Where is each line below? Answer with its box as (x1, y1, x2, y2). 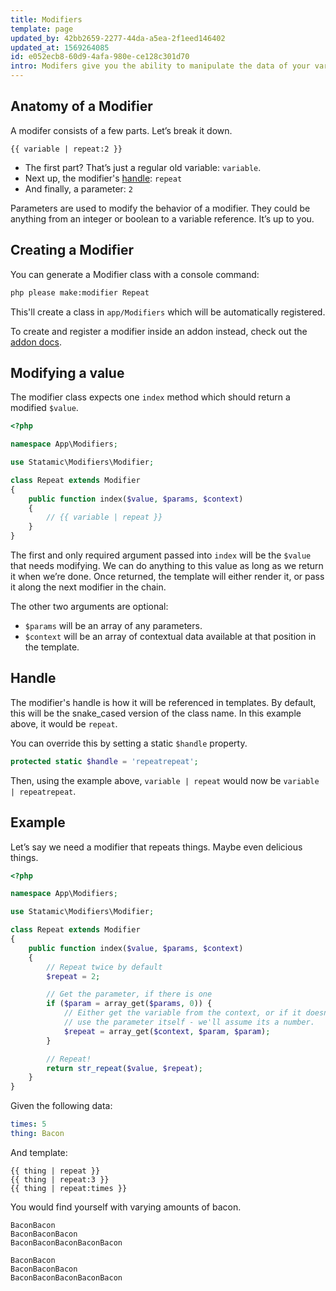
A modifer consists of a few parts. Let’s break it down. (10, 124, 233, 136)
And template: (10, 1146, 68, 1158)
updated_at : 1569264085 (10, 42, 110, 53)
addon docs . (10, 336, 63, 348)
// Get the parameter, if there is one (46, 989, 213, 1000)
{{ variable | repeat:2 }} (10, 144, 123, 154)
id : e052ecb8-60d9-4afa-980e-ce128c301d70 (10, 52, 190, 62)
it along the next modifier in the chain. (10, 581, 167, 593)
